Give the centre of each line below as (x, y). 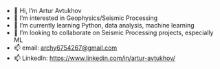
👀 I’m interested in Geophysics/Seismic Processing (86, 18)
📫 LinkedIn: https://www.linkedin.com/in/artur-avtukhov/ (94, 58)
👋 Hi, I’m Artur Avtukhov (47, 11)
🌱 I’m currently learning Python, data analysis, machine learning (104, 25)
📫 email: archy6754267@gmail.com (65, 48)
